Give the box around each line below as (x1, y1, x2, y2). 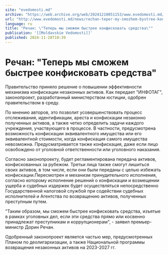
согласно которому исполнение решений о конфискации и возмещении (5, 177, 159, 183)
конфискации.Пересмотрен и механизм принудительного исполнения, (5, 172, 157, 178)
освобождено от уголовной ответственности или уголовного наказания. (5, 146, 161, 152)
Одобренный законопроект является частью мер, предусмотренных (5, 234, 153, 240)
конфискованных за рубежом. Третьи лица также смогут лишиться (5, 161, 149, 167)
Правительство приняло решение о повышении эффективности (5, 83, 142, 90)
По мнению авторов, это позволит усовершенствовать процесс (5, 109, 142, 115)
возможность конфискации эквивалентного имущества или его (5, 130, 142, 136)
